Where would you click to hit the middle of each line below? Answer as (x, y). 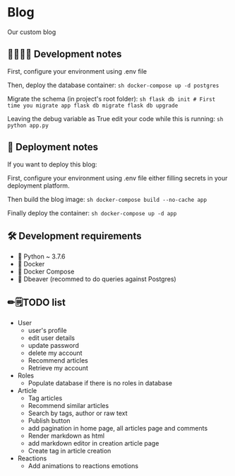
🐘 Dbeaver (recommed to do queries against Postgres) (97, 279)
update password (53, 346)
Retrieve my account (58, 368)
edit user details (52, 338)
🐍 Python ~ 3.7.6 (41, 256)
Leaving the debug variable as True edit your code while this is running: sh (115, 118)
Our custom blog (32, 32)
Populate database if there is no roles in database (100, 383)
